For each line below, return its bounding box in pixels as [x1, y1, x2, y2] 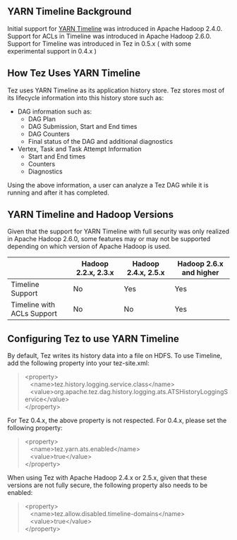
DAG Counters [28, 130, 71, 138]
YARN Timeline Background [7, 6, 132, 18]
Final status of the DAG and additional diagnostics [28, 137, 174, 145]
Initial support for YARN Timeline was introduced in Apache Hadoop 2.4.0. [7, 24, 223, 32]
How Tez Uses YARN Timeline [7, 67, 141, 80]
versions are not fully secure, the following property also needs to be [7, 481, 208, 489]
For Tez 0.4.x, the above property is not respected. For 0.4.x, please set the [7, 416, 227, 425]
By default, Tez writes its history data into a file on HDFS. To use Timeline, [7, 352, 222, 360]
